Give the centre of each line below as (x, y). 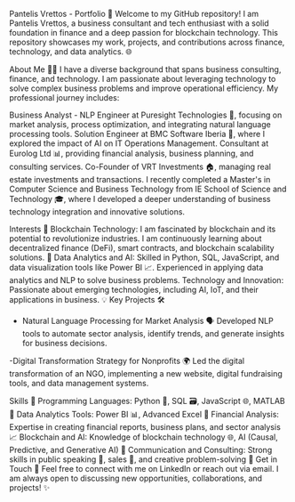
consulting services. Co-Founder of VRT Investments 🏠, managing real (140, 166)
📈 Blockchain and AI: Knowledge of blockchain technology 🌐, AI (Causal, (144, 437)
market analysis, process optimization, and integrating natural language (140, 124)
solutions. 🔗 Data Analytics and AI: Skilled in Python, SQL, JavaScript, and (144, 257)
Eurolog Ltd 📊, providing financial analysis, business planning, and (132, 153)
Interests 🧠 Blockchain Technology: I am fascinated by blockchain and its (143, 229)
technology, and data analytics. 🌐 (71, 52)
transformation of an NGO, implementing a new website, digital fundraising (146, 373)
